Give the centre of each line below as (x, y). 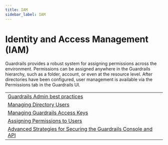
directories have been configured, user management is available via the (79, 79)
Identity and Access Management (77, 39)
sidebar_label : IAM (25, 14)
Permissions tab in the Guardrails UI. (43, 85)
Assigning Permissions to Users (45, 121)
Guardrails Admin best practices (45, 96)
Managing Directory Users (39, 104)
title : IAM (16, 10)
